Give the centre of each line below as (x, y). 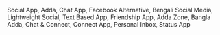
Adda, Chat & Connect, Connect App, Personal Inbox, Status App (99, 24)
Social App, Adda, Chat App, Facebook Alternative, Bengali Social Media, (110, 10)
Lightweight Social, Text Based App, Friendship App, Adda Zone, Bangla (109, 17)
